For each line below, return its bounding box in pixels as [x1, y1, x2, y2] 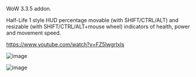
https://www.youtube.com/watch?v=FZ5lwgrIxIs [6, 41, 125, 48]
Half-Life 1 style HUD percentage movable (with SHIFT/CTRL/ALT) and [6, 17, 179, 23]
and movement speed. [6, 29, 61, 36]
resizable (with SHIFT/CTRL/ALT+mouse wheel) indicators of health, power [6, 23, 191, 30]
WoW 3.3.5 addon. [6, 5, 52, 12]
